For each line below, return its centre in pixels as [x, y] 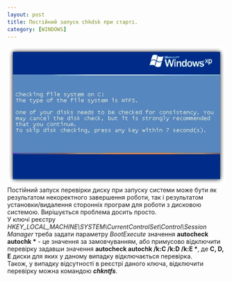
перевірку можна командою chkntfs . [63, 271]
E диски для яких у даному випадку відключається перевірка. [100, 256]
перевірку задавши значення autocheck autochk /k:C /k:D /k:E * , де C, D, [116, 249]
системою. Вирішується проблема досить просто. [82, 212]
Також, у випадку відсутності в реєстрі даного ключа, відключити [105, 263]
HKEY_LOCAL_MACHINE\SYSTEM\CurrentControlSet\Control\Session [107, 227]
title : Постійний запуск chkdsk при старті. [73, 22]
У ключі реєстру [32, 219]
